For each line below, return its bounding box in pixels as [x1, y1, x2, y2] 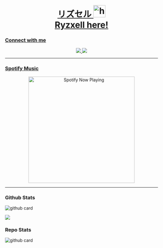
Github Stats [5, 194, 35, 201]
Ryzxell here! [54, 19, 109, 31]
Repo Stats [5, 227, 32, 233]
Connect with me [5, 37, 46, 44]
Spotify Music [5, 65, 39, 72]
